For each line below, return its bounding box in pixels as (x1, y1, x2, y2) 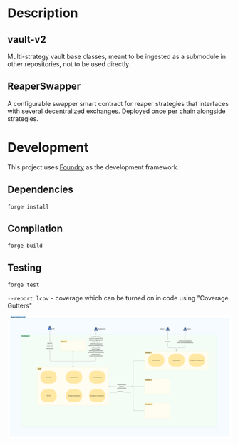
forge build (7, 242, 43, 250)
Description (7, 5, 78, 21)
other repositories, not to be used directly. (7, 60, 131, 68)
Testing (7, 261, 42, 273)
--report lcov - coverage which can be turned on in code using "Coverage (7, 294, 229, 303)
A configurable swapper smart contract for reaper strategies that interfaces (7, 99, 229, 108)
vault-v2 (7, 33, 46, 46)
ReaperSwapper (7, 80, 81, 93)
